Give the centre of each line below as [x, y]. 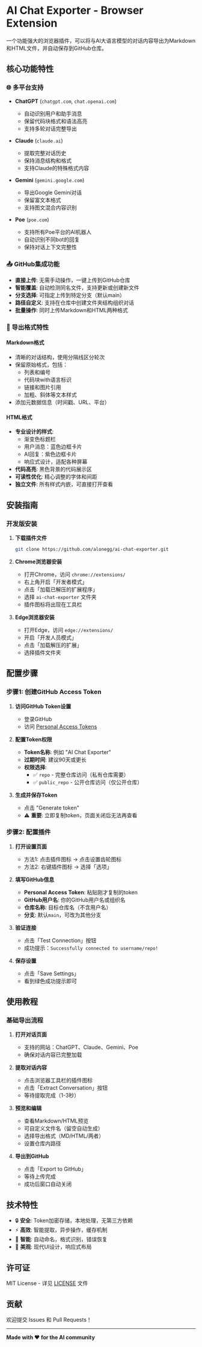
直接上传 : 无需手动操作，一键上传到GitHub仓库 [72, 280]
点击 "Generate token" [51, 808]
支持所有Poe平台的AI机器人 [58, 232]
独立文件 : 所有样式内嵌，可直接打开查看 [64, 484]
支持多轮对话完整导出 [50, 128]
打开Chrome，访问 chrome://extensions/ [75, 574]
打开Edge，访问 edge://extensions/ [69, 630]
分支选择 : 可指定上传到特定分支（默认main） [70, 295]
